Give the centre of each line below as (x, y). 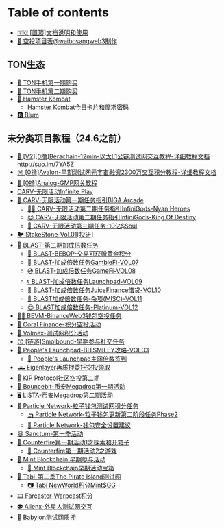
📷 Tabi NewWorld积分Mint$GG (72, 485)
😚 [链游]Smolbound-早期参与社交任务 (71, 341)
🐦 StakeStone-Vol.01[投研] (55, 234)
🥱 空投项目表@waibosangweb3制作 (67, 41)
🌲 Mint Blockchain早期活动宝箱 (71, 468)
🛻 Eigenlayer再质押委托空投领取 (64, 367)
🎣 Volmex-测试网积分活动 (53, 333)
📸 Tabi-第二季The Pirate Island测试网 (69, 476)
